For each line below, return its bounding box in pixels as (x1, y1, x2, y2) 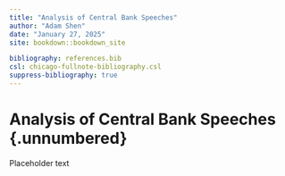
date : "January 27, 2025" (9, 29, 105, 38)
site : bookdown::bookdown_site (9, 38, 126, 47)
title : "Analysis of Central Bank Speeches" (9, 13, 178, 22)
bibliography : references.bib (9, 54, 122, 63)
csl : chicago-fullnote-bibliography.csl (9, 63, 163, 71)
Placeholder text (9, 157, 70, 168)
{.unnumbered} (9, 129, 128, 148)
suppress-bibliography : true (9, 71, 118, 80)
